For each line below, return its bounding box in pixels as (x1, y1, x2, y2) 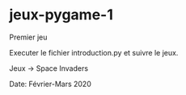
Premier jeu (9, 32, 48, 42)
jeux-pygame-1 (9, 6, 114, 24)
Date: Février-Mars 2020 (9, 79, 91, 89)
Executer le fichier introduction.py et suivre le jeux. (9, 47, 179, 57)
